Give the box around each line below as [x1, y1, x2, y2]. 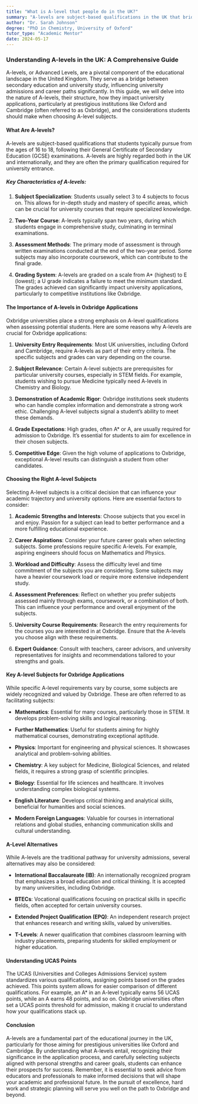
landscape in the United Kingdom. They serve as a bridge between [6, 75, 169, 83]
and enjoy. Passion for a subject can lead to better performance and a [14, 519, 184, 526]
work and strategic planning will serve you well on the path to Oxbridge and [6, 1085, 190, 1092]
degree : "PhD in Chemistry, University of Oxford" [6, 25, 133, 31]
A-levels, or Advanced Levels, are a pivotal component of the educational [6, 69, 184, 76]
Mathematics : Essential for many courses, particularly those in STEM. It [14, 708, 190, 715]
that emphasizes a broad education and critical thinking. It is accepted [14, 878, 186, 885]
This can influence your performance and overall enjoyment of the [14, 603, 176, 610]
